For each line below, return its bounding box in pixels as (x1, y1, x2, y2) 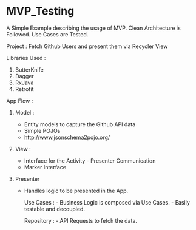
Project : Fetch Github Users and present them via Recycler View (6, 42, 168, 50)
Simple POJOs (24, 127, 61, 134)
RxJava (15, 79, 34, 86)
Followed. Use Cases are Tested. (6, 30, 89, 38)
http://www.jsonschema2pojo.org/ (24, 134, 110, 141)
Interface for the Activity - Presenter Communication (24, 157, 156, 164)
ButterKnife (15, 66, 44, 73)
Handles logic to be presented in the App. (24, 187, 129, 194)
